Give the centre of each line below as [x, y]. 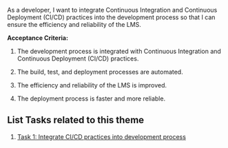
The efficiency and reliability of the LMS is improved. [92, 85]
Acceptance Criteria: [38, 38]
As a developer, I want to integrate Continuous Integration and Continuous [112, 10]
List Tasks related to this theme [76, 120]
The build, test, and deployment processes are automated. [100, 72]
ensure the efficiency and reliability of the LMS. [74, 24]
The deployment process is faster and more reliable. [91, 98]
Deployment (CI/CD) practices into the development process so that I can [111, 17]
